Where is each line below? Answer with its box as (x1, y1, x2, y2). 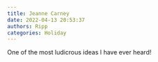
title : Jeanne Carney (7, 10, 70, 17)
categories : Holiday (7, 29, 67, 37)
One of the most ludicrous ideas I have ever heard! (7, 48, 152, 56)
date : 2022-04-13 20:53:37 (7, 17, 85, 23)
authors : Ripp (7, 23, 49, 30)
